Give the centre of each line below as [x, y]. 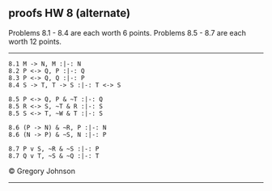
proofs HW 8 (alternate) [70, 13]
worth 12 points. [35, 41]
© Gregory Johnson [42, 171]
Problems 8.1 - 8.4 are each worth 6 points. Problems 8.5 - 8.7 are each [127, 32]
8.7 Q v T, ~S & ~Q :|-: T [54, 156]
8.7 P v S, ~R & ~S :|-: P [54, 149]
